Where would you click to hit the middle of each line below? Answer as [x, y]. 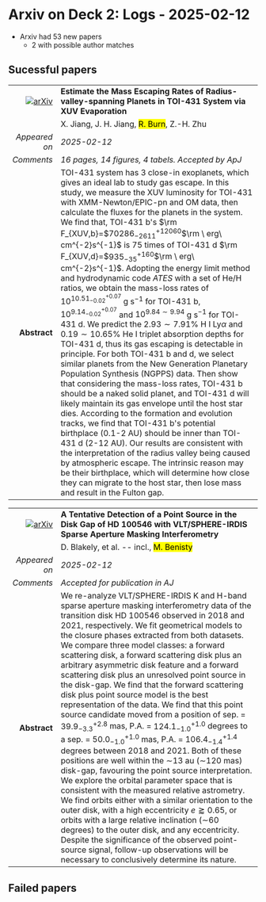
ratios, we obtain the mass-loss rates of [135, 288]
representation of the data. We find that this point [152, 705]
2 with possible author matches [83, 44]
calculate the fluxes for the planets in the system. [152, 212]
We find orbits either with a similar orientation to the [157, 801]
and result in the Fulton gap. [112, 493]
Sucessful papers [53, 70]
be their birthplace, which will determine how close [155, 473]
